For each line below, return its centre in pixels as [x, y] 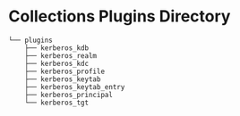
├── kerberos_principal [69, 95]
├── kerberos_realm [61, 55]
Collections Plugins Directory [120, 17]
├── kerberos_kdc [57, 63]
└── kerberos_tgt [57, 103]
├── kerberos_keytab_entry [75, 87]
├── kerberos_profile [64, 71]
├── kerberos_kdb [57, 48]
